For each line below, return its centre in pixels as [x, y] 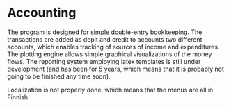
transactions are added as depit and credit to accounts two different [105, 39]
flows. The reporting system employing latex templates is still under [104, 61]
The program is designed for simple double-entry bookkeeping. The [105, 32]
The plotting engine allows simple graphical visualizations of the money [110, 54]
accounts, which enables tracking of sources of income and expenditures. [113, 47]
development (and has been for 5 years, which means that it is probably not [115, 69]
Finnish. [18, 97]
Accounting [42, 13]
